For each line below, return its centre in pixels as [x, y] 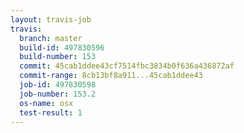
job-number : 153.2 [58, 94]
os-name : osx [46, 103]
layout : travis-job [51, 19]
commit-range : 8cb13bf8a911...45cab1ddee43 [111, 76]
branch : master [51, 38]
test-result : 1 [51, 112]
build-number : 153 [58, 57]
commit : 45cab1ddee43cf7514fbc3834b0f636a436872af [127, 66]
